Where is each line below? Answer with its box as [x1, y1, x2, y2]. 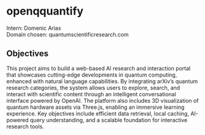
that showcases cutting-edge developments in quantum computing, [6, 71, 177, 78]
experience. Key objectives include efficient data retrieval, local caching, [6, 109, 190, 117]
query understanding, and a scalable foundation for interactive [29, 116, 188, 123]
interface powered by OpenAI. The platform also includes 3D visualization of [6, 97, 199, 104]
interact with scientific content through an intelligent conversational [6, 90, 176, 98]
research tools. [6, 123, 45, 130]
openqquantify [6, 4, 84, 18]
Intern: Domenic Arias [6, 24, 61, 32]
